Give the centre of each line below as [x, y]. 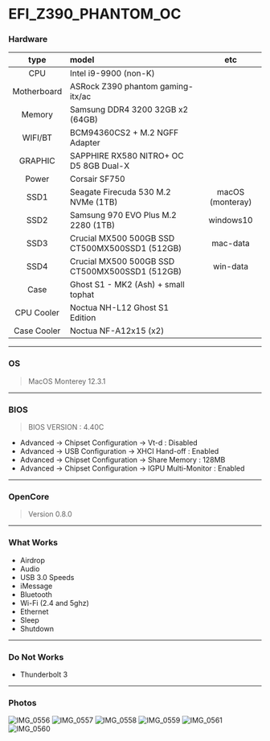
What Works [33, 542]
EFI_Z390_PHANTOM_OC [95, 14]
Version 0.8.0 [50, 514]
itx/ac [80, 97]
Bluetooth [36, 594]
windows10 [231, 220]
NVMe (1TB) [94, 202]
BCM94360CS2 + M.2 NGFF [124, 133]
